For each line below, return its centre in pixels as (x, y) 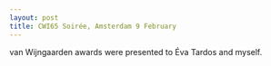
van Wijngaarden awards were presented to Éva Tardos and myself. (136, 52)
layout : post (34, 18)
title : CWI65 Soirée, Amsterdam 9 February (93, 26)
